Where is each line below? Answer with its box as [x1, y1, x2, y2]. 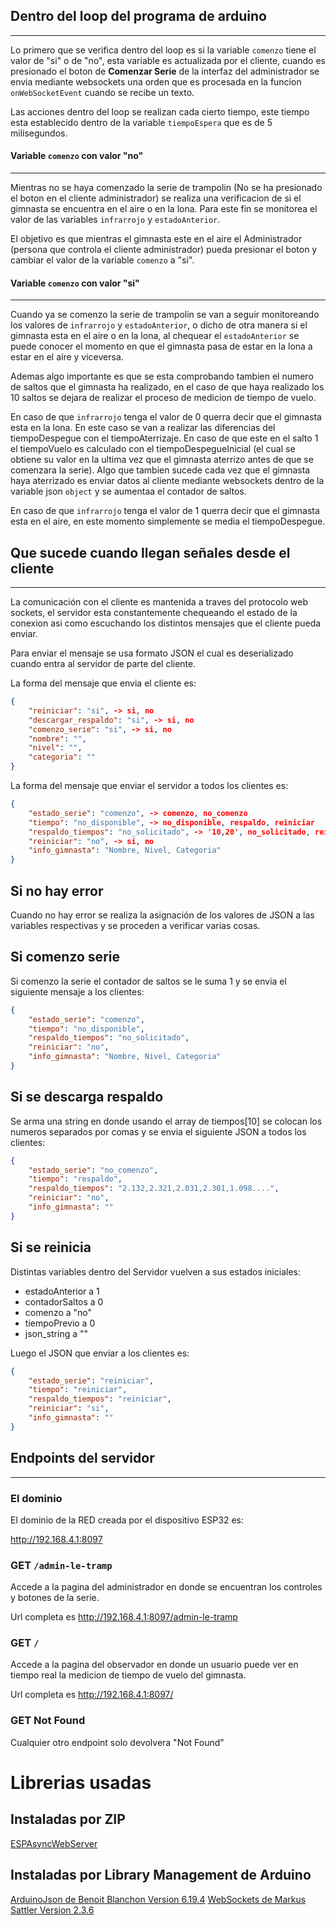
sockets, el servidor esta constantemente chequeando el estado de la [10, 607, 298, 619]
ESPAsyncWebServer [10, 1837, 98, 1849]
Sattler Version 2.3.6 [10, 1904, 95, 1916]
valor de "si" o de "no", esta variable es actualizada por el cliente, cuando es [10, 54, 326, 66]
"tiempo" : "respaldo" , [28, 1174, 123, 1184]
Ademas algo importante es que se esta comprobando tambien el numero [10, 370, 314, 383]
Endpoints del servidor [10, 1450, 155, 1467]
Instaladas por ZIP [10, 1811, 126, 1828]
